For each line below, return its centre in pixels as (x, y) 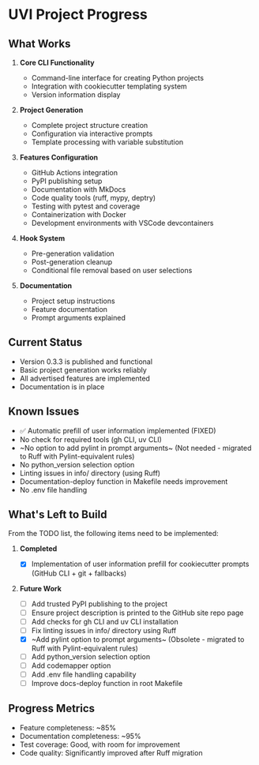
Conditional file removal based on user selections (112, 270)
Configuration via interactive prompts (92, 133)
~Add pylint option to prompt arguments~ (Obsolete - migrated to (138, 639)
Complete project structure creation (90, 125)
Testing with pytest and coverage (86, 206)
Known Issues (44, 412)
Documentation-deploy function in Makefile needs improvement (124, 481)
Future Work (40, 588)
